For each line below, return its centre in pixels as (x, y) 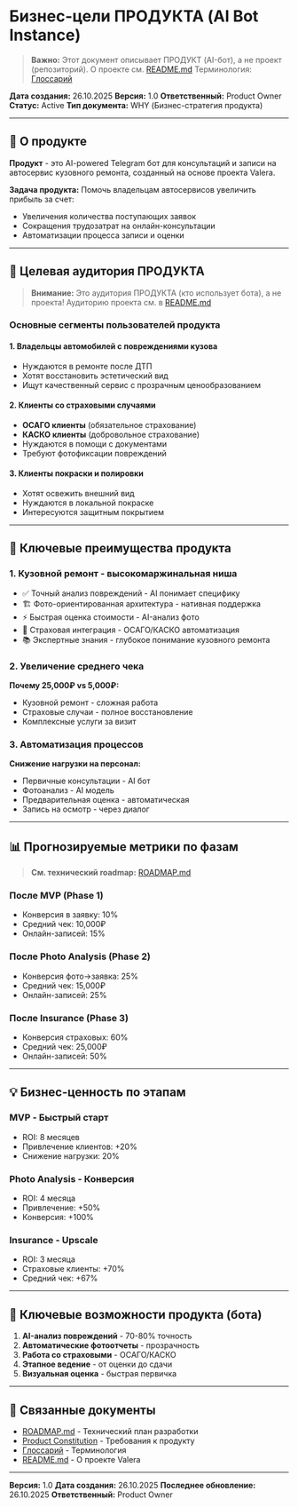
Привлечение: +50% (61, 1208)
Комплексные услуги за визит (79, 722)
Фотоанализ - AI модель (68, 790)
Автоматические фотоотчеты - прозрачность (110, 1345)
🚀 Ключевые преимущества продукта (121, 548)
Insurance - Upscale (54, 1240)
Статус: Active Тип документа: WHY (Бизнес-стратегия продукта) (136, 105)
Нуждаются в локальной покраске (88, 503)
